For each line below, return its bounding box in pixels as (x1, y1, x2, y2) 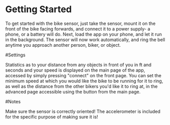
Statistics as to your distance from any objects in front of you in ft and (5, 61, 152, 68)
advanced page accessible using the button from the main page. (5, 88, 141, 95)
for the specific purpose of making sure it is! (5, 113, 98, 120)
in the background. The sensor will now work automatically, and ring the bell (5, 37, 165, 43)
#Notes (5, 98, 21, 105)
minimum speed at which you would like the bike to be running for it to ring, (5, 78, 163, 84)
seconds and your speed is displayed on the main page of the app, (5, 67, 146, 73)
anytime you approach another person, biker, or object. (5, 42, 121, 48)
